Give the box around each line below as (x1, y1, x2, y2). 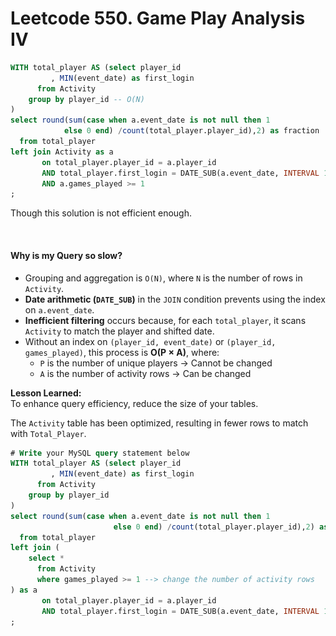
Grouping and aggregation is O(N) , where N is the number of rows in (24, 272, 303, 284)
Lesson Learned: (10, 387, 82, 399)
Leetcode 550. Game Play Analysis (10, 7, 306, 30)
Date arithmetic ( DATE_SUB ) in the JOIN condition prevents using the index (24, 293, 326, 305)
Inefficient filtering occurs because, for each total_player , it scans (24, 314, 307, 326)
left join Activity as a (10, 147, 114, 157)
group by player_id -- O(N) (28, 94, 145, 104)
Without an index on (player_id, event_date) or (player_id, (24, 335, 277, 347)
